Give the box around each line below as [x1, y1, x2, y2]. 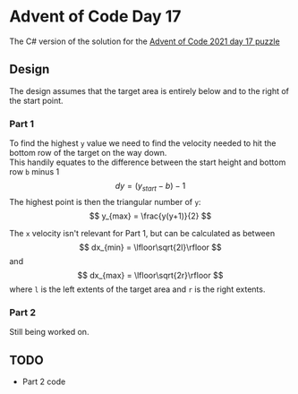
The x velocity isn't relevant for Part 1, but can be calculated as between [9, 227, 276, 238]
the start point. [9, 95, 64, 106]
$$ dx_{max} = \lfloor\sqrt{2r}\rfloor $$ [77, 270, 224, 280]
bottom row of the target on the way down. [9, 148, 167, 158]
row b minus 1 [9, 167, 60, 177]
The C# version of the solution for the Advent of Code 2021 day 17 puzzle [9, 36, 280, 47]
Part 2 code [21, 376, 66, 387]
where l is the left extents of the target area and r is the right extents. [9, 284, 266, 295]
